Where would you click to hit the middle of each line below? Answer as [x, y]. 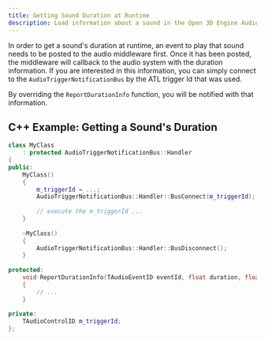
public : [21, 167]
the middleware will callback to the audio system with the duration [116, 62]
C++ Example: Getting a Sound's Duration [113, 127]
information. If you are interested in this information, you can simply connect [132, 70]
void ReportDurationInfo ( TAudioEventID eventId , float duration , [132, 278]
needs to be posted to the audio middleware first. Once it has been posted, [130, 54]
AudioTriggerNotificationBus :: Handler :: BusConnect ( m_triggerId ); [146, 197]
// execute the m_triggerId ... [90, 211]
